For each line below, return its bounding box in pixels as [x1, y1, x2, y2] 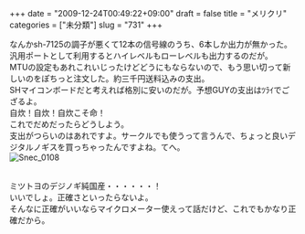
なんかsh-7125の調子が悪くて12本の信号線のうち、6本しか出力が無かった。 [9, 39, 292, 49]
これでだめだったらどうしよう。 [9, 119, 130, 130]
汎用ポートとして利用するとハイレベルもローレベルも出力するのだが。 [9, 50, 274, 61]
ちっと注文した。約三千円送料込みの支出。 [48, 73, 210, 84]
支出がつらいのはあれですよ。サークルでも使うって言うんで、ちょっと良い [9, 131, 289, 141]
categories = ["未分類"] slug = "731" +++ [9, 19, 163, 30]
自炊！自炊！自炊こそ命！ [9, 108, 106, 118]
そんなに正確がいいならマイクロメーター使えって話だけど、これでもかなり [9, 204, 289, 214]
